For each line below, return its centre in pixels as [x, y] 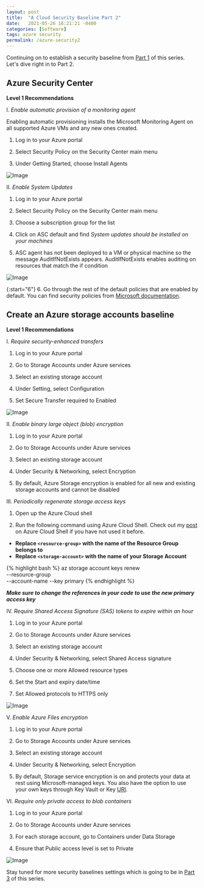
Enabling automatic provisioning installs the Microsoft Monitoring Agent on [100, 121]
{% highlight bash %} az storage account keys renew [73, 568]
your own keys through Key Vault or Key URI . [71, 789]
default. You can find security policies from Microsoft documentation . [93, 296]
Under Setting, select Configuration [60, 388]
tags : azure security [34, 35]
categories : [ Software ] [37, 29]
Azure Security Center [50, 83]
